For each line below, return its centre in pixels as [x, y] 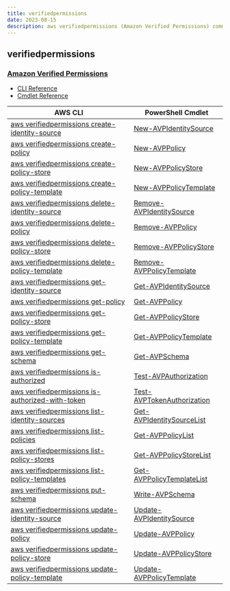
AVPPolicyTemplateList [170, 479]
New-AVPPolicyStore [168, 168]
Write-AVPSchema [164, 494]
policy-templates [38, 479]
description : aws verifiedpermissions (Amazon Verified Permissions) [108, 26]
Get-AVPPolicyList [164, 435]
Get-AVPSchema [161, 357]
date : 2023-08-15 [32, 20]
